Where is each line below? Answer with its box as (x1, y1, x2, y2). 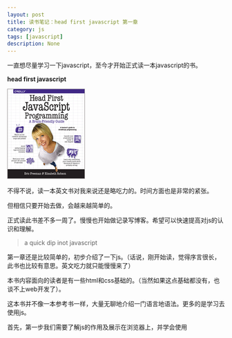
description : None (7, 40, 60, 48)
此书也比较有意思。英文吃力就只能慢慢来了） (7, 262, 135, 270)
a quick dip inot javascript (23, 239, 98, 247)
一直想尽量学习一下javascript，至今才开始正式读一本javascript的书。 (7, 61, 202, 69)
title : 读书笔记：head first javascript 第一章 (7, 18, 138, 26)
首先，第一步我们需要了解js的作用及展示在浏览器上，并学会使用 (7, 323, 188, 332)
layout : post (7, 11, 45, 18)
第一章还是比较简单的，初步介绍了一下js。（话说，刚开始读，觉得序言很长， (7, 253, 221, 261)
